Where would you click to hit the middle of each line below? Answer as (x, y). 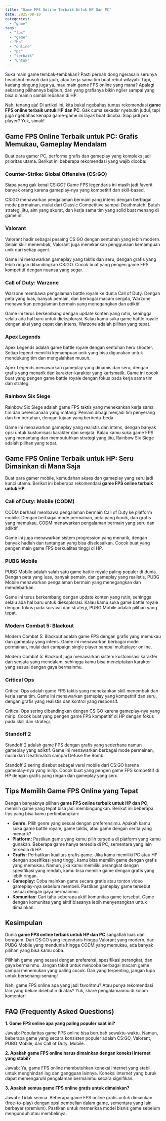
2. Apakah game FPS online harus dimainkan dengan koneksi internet (78, 1053)
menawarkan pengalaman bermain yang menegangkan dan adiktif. (73, 304)
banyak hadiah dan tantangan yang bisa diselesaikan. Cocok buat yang (78, 543)
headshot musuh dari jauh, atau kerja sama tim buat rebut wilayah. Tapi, (78, 80)
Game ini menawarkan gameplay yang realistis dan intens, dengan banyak (81, 427)
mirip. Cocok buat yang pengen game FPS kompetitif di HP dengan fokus (80, 716)
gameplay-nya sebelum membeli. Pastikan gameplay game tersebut (81, 886)
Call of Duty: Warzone (32, 283)
